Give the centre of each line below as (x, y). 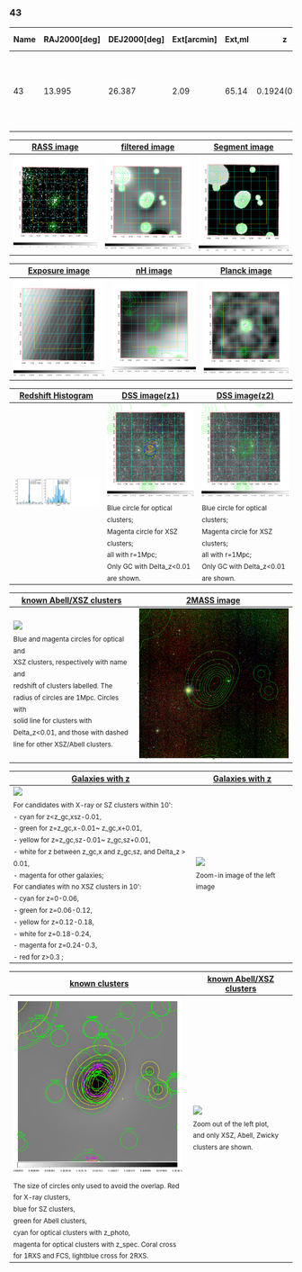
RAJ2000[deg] (72, 40)
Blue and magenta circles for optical (68, 639)
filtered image (148, 147)
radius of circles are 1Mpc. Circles (66, 698)
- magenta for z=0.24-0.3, (55, 946)
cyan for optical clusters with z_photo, (71, 1232)
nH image (154, 271)
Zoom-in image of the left (236, 875)
